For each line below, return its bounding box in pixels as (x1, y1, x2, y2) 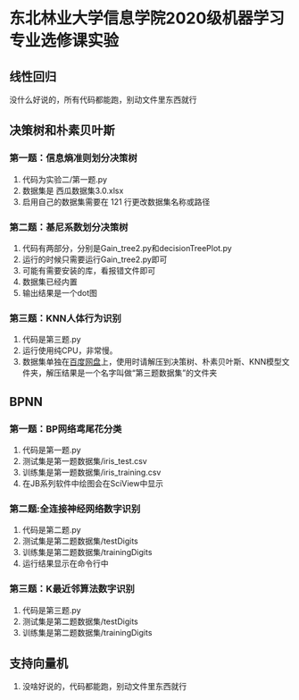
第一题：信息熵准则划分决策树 (9, 152, 138, 164)
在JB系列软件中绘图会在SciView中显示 (21, 477, 163, 488)
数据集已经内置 (21, 276, 78, 287)
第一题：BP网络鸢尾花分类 (9, 422, 122, 434)
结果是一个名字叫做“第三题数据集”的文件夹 (61, 367, 218, 378)
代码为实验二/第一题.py (21, 173, 108, 184)
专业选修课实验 (9, 30, 120, 51)
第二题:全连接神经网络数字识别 (9, 502, 141, 515)
